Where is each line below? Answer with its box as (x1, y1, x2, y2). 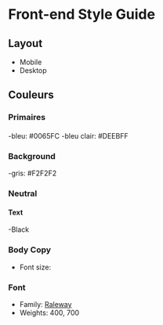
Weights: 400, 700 (19, 308, 80, 317)
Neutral (8, 188, 38, 199)
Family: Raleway (19, 299, 72, 309)
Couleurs (8, 88, 55, 102)
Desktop (19, 66, 47, 75)
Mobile (19, 57, 42, 67)
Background (8, 150, 56, 161)
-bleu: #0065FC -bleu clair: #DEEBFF (8, 131, 129, 140)
